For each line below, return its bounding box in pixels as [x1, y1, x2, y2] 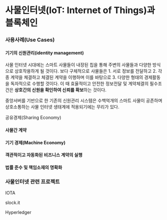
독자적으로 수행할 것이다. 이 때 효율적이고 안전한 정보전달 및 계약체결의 [10, 81, 149, 87]
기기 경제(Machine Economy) [5, 139, 66, 146]
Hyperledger [5, 209, 32, 215]
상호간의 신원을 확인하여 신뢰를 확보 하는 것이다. [14, 87, 107, 93]
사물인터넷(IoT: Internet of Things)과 [5, 5, 155, 16]
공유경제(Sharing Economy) [5, 115, 61, 121]
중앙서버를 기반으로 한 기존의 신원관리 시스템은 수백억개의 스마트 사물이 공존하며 [5, 97, 162, 103]
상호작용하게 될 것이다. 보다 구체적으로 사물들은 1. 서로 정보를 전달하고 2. [14, 68, 157, 74]
